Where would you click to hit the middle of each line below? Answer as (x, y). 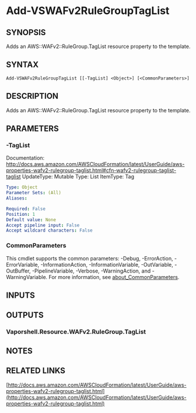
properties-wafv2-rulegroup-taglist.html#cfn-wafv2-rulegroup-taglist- (91, 170)
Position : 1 (20, 214)
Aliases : (17, 198)
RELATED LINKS (36, 371)
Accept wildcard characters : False (49, 230)
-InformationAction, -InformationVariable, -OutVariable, (107, 264)
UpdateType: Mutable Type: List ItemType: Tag (78, 177)
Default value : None (31, 220)
